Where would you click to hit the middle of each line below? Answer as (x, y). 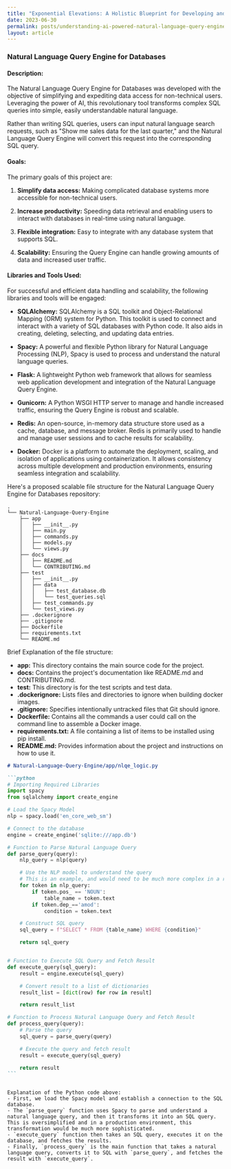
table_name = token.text (79, 898)
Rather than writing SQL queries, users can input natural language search (111, 124)
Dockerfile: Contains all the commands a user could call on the (107, 716)
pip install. (32, 738)
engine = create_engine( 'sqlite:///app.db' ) (72, 835)
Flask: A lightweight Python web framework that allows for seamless (114, 374)
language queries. (43, 361)
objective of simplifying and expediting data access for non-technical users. (115, 96)
